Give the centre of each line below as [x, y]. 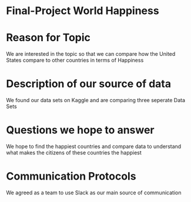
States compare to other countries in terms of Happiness [75, 60]
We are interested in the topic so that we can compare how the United [91, 54]
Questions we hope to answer [80, 130]
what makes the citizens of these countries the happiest [74, 153]
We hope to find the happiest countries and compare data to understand [94, 146]
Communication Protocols [71, 176]
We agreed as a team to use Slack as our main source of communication [94, 193]
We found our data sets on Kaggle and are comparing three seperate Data [96, 100]
